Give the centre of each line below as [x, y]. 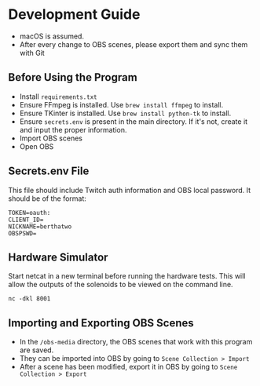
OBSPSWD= [22, 233]
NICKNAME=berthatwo [40, 226]
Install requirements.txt [58, 96]
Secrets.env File [49, 171]
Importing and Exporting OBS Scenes [101, 323]
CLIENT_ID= [26, 220]
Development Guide [74, 15]
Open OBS [37, 146]
